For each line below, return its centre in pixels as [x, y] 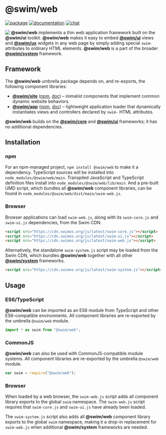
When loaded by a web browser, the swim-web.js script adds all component [82, 397]
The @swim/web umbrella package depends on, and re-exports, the [75, 81]
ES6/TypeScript [25, 300]
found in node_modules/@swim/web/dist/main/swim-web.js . [63, 193]
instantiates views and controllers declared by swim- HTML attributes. [83, 112]
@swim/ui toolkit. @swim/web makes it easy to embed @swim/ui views [80, 38]
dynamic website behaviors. [41, 101]
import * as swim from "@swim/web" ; [43, 330]
